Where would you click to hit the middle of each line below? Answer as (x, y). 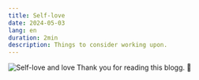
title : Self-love (37, 15)
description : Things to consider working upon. (88, 45)
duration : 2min (33, 38)
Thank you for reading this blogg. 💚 (134, 67)
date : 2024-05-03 (37, 23)
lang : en (23, 30)
